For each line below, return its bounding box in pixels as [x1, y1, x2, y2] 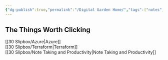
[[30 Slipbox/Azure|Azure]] [5, 39, 61, 45]
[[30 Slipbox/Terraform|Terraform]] [5, 44, 78, 50]
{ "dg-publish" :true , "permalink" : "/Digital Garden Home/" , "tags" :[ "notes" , [5, 7, 164, 12]
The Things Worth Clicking [5, 26, 91, 34]
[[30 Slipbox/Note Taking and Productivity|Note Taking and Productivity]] [5, 49, 156, 55]
